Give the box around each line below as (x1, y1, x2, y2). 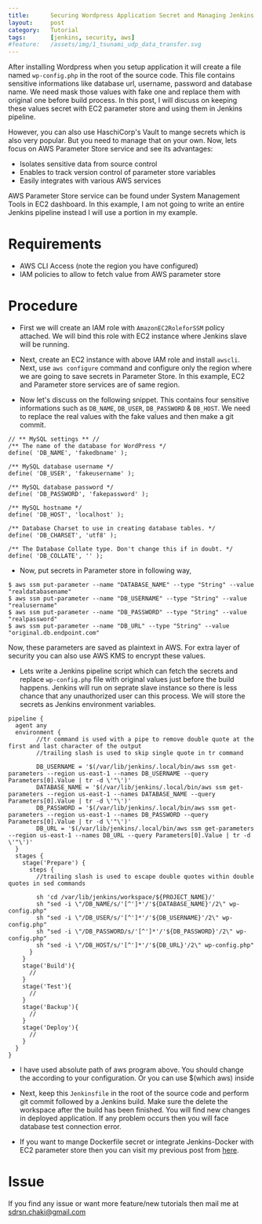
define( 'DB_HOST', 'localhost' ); (8, 511, 125, 519)
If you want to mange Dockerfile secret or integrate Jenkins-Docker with (19, 1137, 254, 1146)
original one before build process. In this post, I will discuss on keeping (8, 96, 238, 105)
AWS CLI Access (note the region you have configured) (19, 261, 198, 271)
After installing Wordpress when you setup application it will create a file (8, 62, 242, 71)
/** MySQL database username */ (8, 463, 114, 471)
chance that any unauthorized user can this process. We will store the (19, 691, 246, 701)
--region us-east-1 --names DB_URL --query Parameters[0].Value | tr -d (8, 832, 251, 840)
